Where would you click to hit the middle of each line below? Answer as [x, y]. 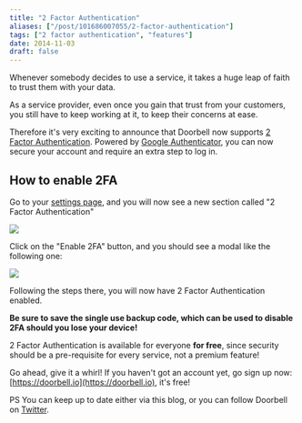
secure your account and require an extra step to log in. [114, 152]
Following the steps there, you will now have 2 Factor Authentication [137, 290]
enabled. [26, 300]
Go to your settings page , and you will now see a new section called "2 [142, 202]
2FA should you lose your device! [74, 327]
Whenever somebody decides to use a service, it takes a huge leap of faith [150, 77]
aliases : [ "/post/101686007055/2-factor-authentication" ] [121, 26]
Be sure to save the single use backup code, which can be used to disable [151, 317]
